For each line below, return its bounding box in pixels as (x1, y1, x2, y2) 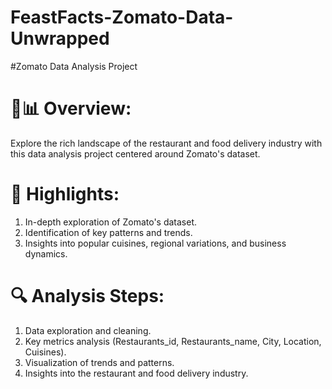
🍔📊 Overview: (10, 97, 132, 120)
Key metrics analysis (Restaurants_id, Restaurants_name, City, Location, (24, 335, 322, 347)
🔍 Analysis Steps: (10, 285, 165, 307)
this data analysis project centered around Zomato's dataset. (10, 147, 261, 160)
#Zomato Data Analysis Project (10, 60, 138, 72)
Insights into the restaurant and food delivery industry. (24, 367, 249, 379)
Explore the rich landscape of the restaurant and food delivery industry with (10, 137, 323, 149)
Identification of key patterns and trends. (24, 226, 193, 238)
